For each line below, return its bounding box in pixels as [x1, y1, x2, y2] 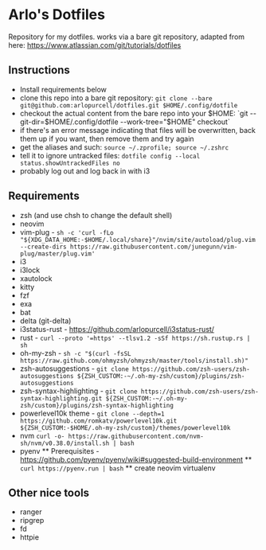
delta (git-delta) [19, 316, 72, 326]
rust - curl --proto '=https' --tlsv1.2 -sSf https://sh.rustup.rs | [19, 333, 251, 342]
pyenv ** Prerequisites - [19, 446, 100, 455]
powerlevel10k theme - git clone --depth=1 [19, 408, 165, 418]
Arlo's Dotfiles [8, 6, 106, 24]
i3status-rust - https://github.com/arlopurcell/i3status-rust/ [19, 324, 215, 334]
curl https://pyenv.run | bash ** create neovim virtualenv [19, 463, 217, 473]
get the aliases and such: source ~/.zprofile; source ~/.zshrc [19, 142, 229, 152]
